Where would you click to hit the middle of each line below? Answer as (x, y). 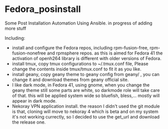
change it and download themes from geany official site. (70, 79)
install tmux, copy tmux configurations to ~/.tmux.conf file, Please (80, 63)
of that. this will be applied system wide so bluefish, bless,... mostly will (86, 95)
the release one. (29, 122)
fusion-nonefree (29, 53)
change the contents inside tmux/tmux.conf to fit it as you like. (77, 69)
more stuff (15, 28)
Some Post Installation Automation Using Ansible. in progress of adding (79, 23)
